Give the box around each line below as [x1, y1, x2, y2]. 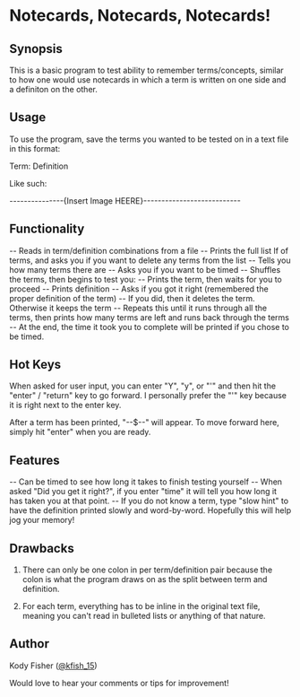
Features [9, 452, 60, 467]
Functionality [9, 222, 85, 237]
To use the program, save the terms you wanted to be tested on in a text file [9, 134, 289, 144]
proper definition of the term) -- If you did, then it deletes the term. [9, 292, 255, 303]
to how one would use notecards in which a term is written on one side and [9, 74, 287, 85]
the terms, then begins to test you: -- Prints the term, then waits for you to [9, 274, 282, 284]
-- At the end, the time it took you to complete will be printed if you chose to [9, 321, 289, 332]
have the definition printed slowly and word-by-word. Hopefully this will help [9, 505, 292, 516]
